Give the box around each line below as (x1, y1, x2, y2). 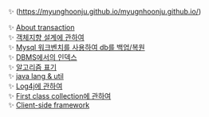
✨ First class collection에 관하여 (8, 92, 112, 100)
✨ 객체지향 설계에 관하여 (8, 33, 85, 42)
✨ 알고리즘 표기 (8, 63, 57, 72)
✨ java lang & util (8, 72, 64, 80)
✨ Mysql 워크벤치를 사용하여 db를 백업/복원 (8, 43, 145, 52)
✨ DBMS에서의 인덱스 (8, 53, 77, 62)
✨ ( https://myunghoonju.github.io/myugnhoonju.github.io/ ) (8, 7, 202, 16)
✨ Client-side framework (8, 100, 90, 110)
